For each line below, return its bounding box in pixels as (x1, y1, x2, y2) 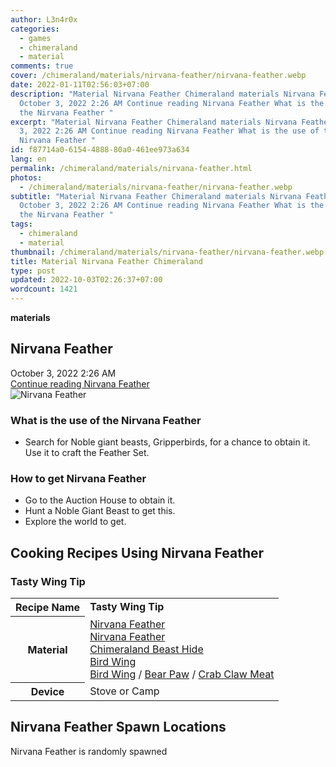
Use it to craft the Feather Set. (24, 447, 150, 459)
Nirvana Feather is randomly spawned (10, 745, 168, 757)
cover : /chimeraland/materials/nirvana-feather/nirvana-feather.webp (10, 71, 307, 81)
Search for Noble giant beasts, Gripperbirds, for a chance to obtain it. (24, 436, 311, 448)
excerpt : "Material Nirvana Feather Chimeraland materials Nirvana (10, 117, 298, 127)
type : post (10, 266, 56, 276)
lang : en (10, 154, 47, 164)
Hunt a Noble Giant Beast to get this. (24, 505, 176, 517)
